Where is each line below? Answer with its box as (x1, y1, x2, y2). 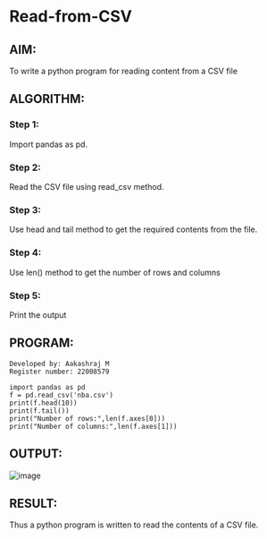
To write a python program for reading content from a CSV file (9, 65, 238, 76)
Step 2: (9, 161, 42, 174)
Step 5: (9, 289, 42, 302)
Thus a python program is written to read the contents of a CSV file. (9, 519, 259, 530)
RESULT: (9, 495, 58, 511)
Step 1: (9, 118, 39, 131)
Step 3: (9, 203, 42, 216)
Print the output (9, 309, 67, 320)
